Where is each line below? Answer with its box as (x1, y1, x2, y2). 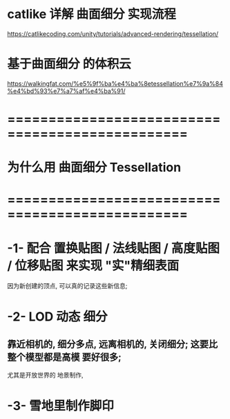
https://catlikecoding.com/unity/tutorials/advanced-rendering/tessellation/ (7, 29, 219, 38)
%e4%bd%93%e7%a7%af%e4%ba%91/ (7, 87, 126, 95)
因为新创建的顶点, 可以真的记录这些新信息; (7, 282, 128, 290)
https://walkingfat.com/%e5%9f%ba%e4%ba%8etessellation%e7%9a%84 (7, 79, 223, 87)
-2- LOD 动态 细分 (7, 309, 108, 324)
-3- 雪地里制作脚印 (7, 398, 114, 413)
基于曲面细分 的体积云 (7, 56, 131, 72)
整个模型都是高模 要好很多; (7, 351, 122, 363)
